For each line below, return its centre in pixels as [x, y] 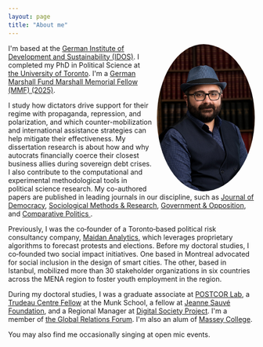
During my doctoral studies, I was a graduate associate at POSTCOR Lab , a [129, 294]
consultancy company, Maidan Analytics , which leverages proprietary [121, 237]
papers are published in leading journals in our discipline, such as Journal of [131, 197]
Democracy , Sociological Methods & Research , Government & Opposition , [127, 205]
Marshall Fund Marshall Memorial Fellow [73, 82]
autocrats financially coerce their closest [74, 155]
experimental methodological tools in [68, 180]
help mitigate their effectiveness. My [67, 138]
